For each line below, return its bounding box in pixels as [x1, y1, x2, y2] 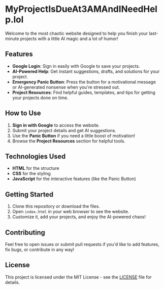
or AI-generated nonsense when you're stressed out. [12, 84, 120, 90]
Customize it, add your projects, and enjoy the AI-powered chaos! [12, 214, 146, 220]
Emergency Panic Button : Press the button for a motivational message [12, 79, 156, 85]
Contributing [5, 228, 45, 237]
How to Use [5, 109, 41, 117]
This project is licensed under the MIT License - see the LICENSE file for [5, 274, 152, 280]
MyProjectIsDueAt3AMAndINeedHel [5, 3, 158, 15]
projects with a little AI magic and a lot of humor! [20, 36, 119, 42]
